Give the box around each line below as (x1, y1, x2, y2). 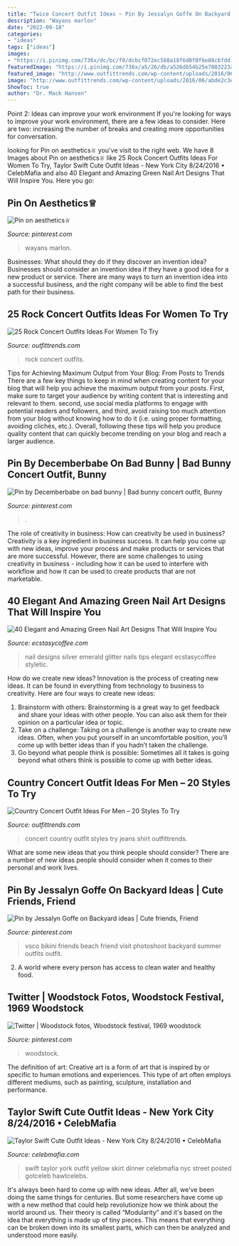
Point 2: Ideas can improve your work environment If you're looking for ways (7, 110, 231, 118)
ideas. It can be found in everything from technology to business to (7, 681, 204, 690)
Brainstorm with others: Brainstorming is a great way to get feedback (17, 703, 221, 711)
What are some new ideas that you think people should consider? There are (7, 848, 229, 857)
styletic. (24, 660, 48, 669)
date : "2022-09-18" (7, 24, 65, 31)
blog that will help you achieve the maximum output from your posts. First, (7, 383, 225, 392)
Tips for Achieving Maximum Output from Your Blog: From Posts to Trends (7, 369, 225, 377)
